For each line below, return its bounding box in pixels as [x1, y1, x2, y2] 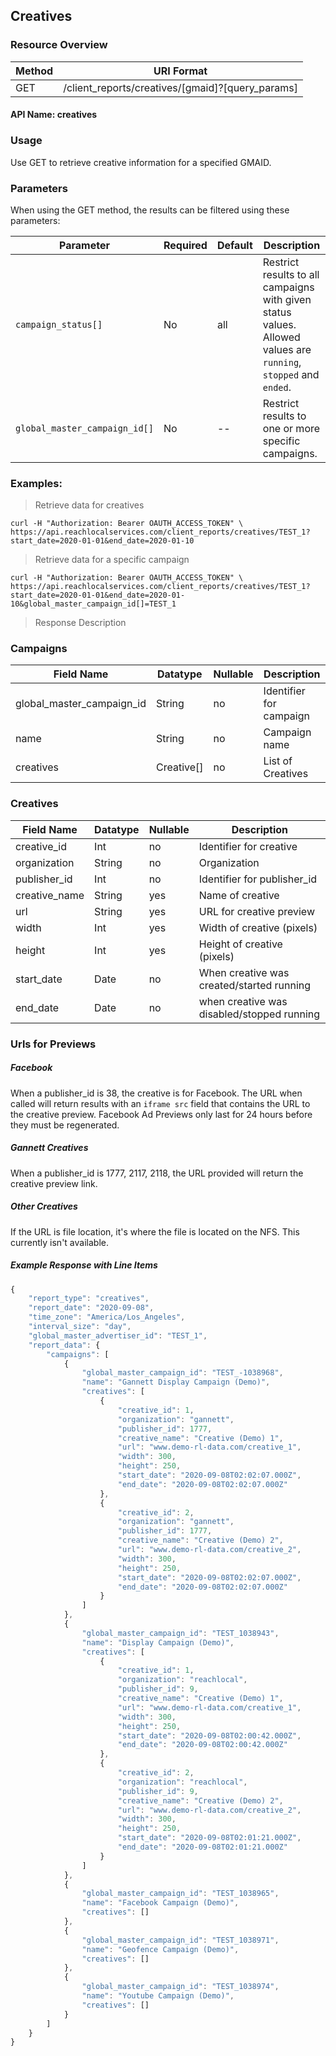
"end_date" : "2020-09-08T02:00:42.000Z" [117, 1740, 288, 1750]
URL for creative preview [198, 904, 315, 918]
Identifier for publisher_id [198, 872, 318, 886]
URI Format [153, 64, 208, 78]
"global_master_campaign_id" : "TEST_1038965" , [81, 1889, 280, 1899]
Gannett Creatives [10, 1142, 89, 1154]
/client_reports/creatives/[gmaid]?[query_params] [63, 80, 298, 94]
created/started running [198, 978, 312, 992]
